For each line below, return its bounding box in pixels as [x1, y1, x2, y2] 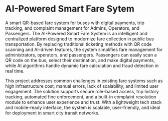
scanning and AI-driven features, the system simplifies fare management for [5, 46, 163, 52]
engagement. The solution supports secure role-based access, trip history [5, 88, 159, 94]
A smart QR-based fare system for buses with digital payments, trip [5, 20, 144, 26]
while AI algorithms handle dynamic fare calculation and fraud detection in [5, 63, 159, 69]
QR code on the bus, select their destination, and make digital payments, [5, 57, 155, 63]
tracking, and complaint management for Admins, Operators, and [5, 25, 139, 31]
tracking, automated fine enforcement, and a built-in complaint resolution [5, 94, 156, 100]
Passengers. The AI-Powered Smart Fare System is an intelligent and [5, 30, 148, 36]
